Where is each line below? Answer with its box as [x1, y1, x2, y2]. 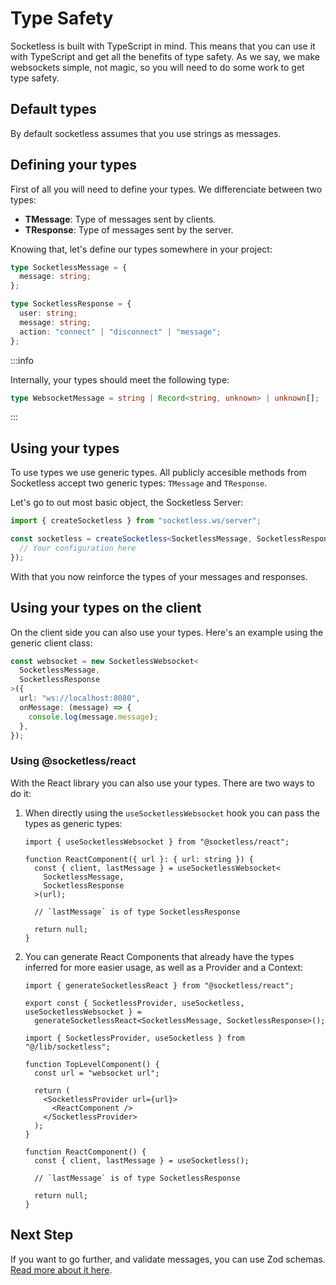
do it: [10, 787, 32, 799]
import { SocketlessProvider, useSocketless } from [24, 1033, 245, 1043]
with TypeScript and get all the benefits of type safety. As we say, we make [10, 50, 320, 62]
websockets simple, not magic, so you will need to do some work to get [10, 61, 305, 73]
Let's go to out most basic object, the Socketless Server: [10, 497, 244, 509]
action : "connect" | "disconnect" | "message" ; [19, 327, 222, 337]
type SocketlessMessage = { [10, 262, 128, 272]
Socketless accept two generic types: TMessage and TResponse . [10, 477, 268, 489]
